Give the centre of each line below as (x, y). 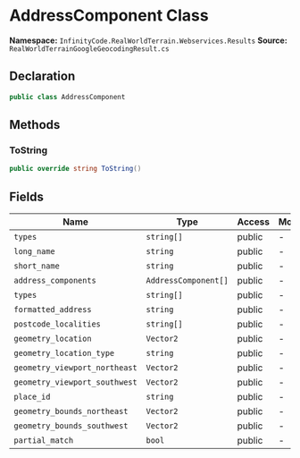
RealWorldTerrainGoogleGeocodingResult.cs (89, 49)
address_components (55, 280)
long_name (34, 251)
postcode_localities (57, 324)
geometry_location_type (64, 353)
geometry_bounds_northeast (71, 411)
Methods (35, 125)
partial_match (44, 441)
